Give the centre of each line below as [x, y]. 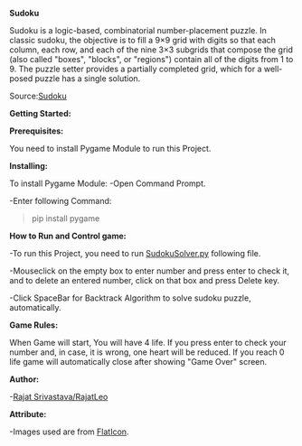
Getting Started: [40, 113]
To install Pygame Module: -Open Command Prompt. [108, 183]
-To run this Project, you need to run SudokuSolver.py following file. [135, 253]
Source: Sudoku [38, 96]
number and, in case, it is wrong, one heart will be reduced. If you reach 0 [147, 352]
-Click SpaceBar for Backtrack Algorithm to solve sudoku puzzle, [130, 298]
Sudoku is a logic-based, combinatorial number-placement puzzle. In [138, 30]
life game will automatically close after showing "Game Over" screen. [138, 362]
